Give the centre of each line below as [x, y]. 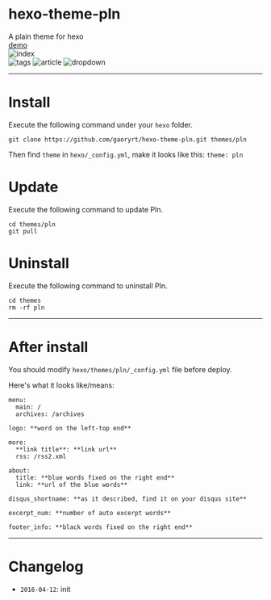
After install [48, 347]
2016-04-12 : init [45, 589]
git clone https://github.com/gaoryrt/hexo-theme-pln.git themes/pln [128, 139]
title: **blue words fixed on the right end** [95, 477]
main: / [29, 407]
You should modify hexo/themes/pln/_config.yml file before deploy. [120, 369]
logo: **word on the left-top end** [70, 428]
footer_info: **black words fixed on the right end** [101, 527]
